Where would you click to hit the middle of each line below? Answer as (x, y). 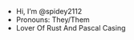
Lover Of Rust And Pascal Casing (71, 28)
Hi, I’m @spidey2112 (49, 11)
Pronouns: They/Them (53, 20)
